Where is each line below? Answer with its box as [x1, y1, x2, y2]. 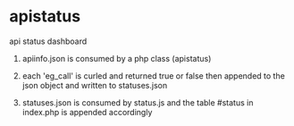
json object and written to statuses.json [21, 80, 168, 90]
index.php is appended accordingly [21, 106, 153, 117]
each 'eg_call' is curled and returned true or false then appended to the [21, 70, 286, 81]
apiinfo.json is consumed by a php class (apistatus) [21, 53, 212, 63]
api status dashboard [9, 36, 88, 46]
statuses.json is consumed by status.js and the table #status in [21, 97, 254, 108]
